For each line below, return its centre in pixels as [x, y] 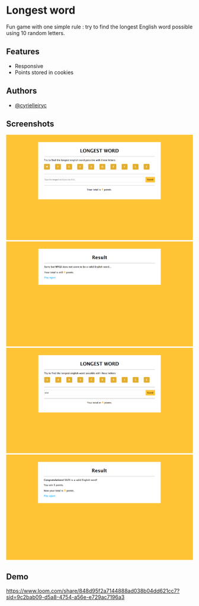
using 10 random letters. [36, 33]
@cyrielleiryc [31, 105]
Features [23, 52]
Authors [22, 91]
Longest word [41, 10]
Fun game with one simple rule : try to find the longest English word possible [99, 27]
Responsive [29, 66]
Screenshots [30, 124]
